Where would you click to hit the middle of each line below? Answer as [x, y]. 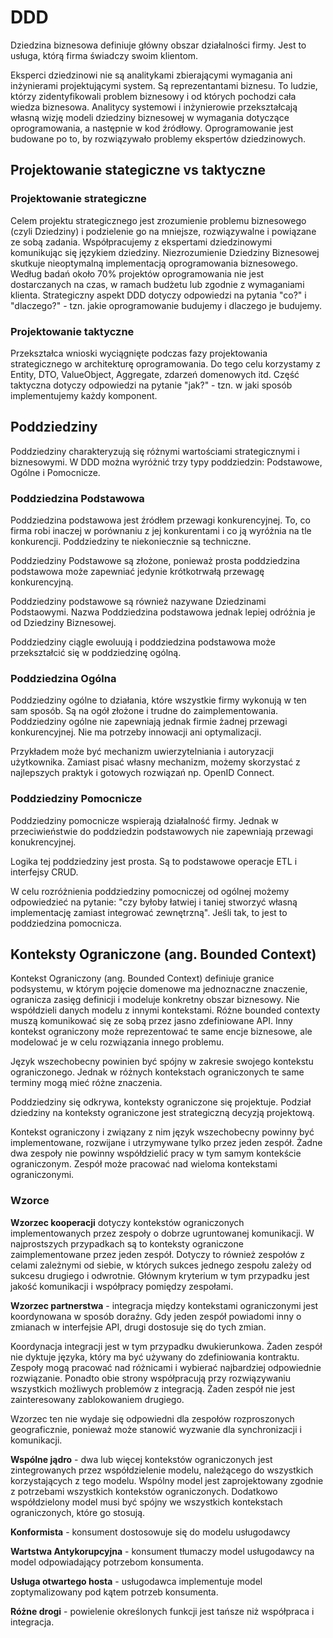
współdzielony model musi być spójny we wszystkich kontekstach [146, 1502]
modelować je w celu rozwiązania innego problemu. [117, 1042]
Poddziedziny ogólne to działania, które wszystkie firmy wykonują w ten [158, 700]
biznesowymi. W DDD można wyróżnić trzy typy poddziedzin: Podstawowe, [166, 462]
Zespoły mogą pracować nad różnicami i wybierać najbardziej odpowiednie [166, 1367]
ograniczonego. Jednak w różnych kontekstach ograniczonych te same [157, 1072]
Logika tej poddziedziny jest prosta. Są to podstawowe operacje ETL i [154, 861]
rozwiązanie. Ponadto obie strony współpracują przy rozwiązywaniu [151, 1378]
